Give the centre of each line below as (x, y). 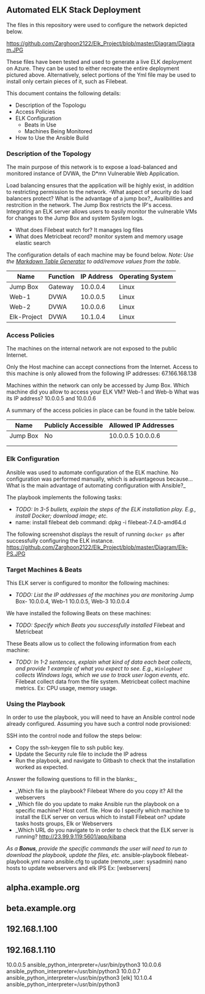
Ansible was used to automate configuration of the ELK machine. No (92, 472)
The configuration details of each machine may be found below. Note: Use (100, 255)
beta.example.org (41, 908)
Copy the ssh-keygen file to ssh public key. (69, 748)
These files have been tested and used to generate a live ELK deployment (99, 61)
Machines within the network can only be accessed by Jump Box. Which (98, 386)
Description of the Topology (49, 153)
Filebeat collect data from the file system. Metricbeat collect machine (102, 681)
